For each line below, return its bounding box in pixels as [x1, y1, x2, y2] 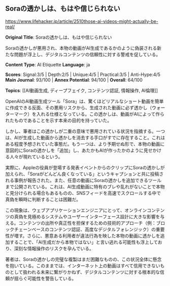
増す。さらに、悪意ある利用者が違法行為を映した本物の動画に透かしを [14, 232, 161, 239]
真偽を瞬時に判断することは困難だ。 [5, 196, 81, 202]
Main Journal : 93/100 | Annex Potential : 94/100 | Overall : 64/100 [5, 76, 143, 83]
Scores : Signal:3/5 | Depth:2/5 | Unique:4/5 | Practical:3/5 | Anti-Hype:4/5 [5, 71, 161, 77]
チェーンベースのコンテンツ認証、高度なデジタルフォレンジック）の [14, 226, 156, 232]
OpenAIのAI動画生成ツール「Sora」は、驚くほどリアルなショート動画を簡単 [5, 98, 164, 104]
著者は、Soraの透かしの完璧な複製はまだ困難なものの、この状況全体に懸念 [5, 256, 162, 262]
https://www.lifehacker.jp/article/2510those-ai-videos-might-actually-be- [5, 18, 158, 24]
